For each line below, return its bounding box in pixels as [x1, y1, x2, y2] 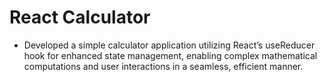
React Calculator [9, 6, 151, 29]
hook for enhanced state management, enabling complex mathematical [23, 49, 318, 61]
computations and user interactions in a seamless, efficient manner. [23, 60, 304, 72]
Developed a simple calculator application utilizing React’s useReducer [23, 39, 316, 51]
